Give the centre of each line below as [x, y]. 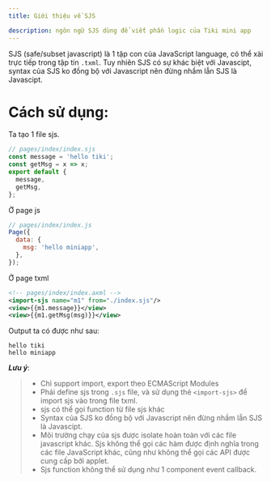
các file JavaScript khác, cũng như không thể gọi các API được [145, 452]
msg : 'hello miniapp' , [61, 248]
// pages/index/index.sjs [52, 149]
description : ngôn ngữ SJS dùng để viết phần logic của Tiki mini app [130, 30]
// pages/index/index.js [50, 225]
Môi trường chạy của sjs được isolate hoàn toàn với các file [138, 435]
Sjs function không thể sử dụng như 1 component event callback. [148, 470]
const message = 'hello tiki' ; [61, 157]
